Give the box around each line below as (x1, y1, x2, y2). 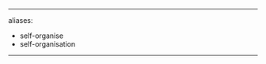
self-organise (19, 31, 64, 40)
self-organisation (19, 40, 76, 48)
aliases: (8, 16, 33, 24)
